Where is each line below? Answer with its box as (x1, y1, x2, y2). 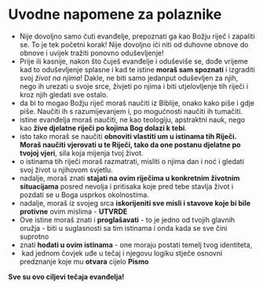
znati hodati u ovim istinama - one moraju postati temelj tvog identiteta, (19, 240, 253, 249)
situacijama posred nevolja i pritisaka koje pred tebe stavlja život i (19, 181, 234, 191)
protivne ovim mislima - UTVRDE (19, 207, 128, 216)
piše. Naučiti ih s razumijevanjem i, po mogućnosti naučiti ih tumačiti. (19, 106, 243, 115)
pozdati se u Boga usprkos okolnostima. (19, 190, 149, 199)
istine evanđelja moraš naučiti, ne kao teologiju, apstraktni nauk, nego (19, 115, 246, 124)
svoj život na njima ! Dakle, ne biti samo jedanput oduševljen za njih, (19, 73, 239, 82)
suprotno (19, 232, 49, 241)
